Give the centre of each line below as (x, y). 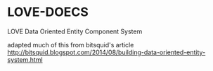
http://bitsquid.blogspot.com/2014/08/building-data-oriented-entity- (106, 52)
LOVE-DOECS (48, 12)
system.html (25, 59)
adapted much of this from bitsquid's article (71, 45)
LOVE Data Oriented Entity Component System (75, 31)
